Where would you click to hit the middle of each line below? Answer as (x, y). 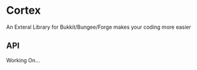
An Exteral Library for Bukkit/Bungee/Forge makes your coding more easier (99, 27)
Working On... (23, 60)
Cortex (24, 10)
